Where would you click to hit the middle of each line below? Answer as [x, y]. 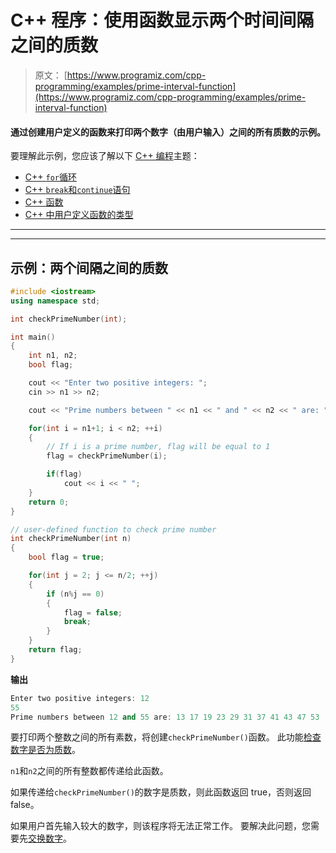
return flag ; [55, 650]
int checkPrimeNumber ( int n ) [71, 539]
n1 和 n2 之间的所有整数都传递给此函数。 [89, 771]
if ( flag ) [64, 474]
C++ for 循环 [50, 177]
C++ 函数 [44, 202]
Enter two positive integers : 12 [80, 698]
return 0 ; [49, 502]
